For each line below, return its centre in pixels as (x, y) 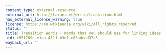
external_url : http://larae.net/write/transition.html (64, 15)
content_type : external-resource (40, 10)
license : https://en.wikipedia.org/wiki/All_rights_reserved (71, 24)
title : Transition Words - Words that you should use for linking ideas (83, 33)
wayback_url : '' (22, 43)
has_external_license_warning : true (44, 19)
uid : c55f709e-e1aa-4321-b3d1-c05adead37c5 (52, 38)
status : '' (17, 29)
